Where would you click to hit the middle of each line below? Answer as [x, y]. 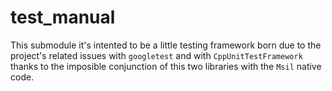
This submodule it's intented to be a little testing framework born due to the [166, 45]
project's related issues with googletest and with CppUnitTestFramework [156, 55]
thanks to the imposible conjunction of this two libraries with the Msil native [166, 66]
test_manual [63, 17]
